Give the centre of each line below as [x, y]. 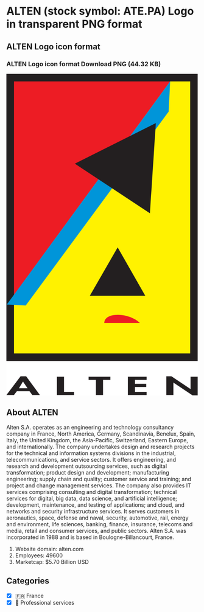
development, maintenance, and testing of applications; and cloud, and [95, 505]
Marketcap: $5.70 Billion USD [52, 562]
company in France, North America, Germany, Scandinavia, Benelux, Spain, [101, 434]
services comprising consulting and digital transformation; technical [92, 492]
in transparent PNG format [74, 24]
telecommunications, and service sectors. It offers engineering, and [91, 459]
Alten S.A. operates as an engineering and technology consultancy [90, 427]
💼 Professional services [45, 602]
